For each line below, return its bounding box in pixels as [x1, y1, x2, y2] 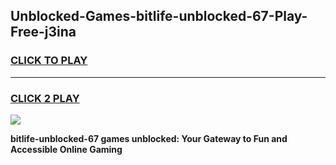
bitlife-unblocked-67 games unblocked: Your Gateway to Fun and [10, 132, 288, 144]
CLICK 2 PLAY [10, 91, 80, 105]
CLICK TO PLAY [10, 54, 88, 68]
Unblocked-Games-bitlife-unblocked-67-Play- [10, 8, 308, 25]
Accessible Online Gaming [10, 143, 123, 155]
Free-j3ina [10, 24, 77, 41]
